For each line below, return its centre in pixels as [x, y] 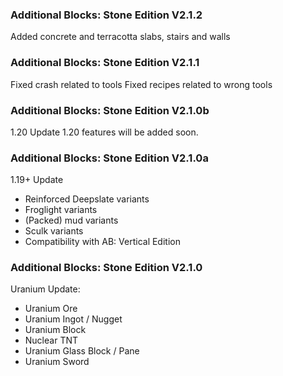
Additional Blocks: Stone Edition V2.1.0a [109, 158]
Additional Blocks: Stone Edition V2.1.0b [110, 110]
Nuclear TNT [51, 340]
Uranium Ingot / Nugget [73, 319]
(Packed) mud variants [71, 220]
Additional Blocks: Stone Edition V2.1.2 [106, 15]
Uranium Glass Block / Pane [82, 351]
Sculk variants [54, 231]
